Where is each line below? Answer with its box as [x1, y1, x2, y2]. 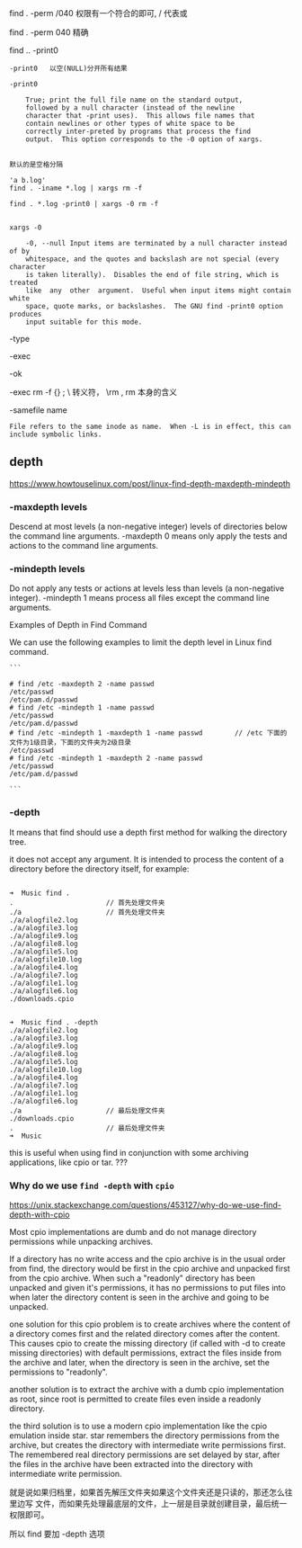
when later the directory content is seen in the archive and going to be [9, 1292, 270, 1302]
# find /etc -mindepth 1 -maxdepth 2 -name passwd [9, 754, 203, 763]
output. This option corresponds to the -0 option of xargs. [25, 135, 263, 144]
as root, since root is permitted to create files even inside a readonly [9, 1393, 262, 1404]
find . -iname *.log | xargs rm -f [9, 183, 143, 192]
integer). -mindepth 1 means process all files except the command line [9, 593, 270, 604]
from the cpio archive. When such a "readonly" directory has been [9, 1273, 256, 1284]
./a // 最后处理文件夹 [9, 1105, 165, 1115]
